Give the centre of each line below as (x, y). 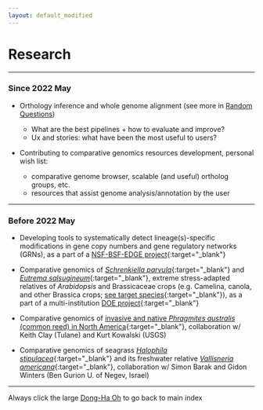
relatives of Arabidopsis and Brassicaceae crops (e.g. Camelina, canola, (135, 287)
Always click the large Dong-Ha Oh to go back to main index (105, 398)
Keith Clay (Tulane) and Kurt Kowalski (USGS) (93, 335)
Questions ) (37, 114)
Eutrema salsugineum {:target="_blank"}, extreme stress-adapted (125, 278)
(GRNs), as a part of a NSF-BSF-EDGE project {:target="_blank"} (122, 254)
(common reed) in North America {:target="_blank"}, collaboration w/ (130, 327)
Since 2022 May (40, 89)
